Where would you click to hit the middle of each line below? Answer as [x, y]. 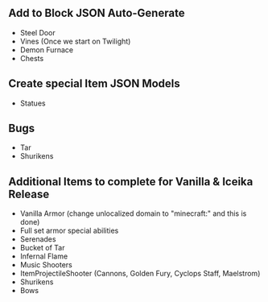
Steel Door [38, 32]
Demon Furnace [47, 50]
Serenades [38, 239]
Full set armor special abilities [69, 231]
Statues [33, 103]
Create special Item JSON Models [95, 84]
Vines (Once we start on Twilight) [75, 41]
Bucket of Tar [42, 248]
